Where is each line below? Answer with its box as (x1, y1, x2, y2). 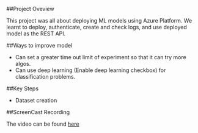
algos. (15, 60, 31, 67)
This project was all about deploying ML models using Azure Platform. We (6, 17, 193, 24)
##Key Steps (6, 85, 38, 92)
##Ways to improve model (6, 42, 73, 49)
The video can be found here (6, 120, 79, 128)
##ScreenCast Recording (6, 109, 70, 115)
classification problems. (15, 73, 76, 80)
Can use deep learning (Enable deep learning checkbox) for (15, 66, 166, 74)
